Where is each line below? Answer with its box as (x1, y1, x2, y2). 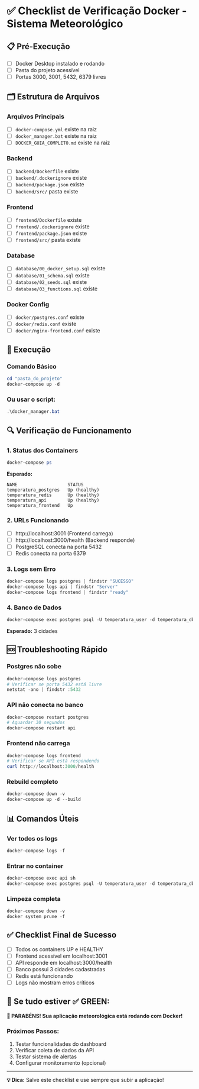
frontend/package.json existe (15, 230, 87, 237)
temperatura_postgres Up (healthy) (6, 487, 100, 493)
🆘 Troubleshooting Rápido (6, 645, 108, 655)
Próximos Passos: (6, 1027, 60, 1035)
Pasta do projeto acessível (15, 67, 80, 74)
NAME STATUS (6, 482, 84, 488)
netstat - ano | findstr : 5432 (6, 687, 81, 693)
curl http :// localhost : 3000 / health (6, 764, 94, 770)
